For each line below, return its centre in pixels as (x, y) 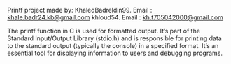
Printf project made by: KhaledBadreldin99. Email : (80, 10)
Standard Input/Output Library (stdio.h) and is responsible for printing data (114, 38)
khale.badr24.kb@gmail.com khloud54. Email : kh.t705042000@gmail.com (115, 17)
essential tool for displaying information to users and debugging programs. (115, 53)
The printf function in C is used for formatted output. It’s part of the (104, 31)
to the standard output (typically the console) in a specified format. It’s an (113, 46)
